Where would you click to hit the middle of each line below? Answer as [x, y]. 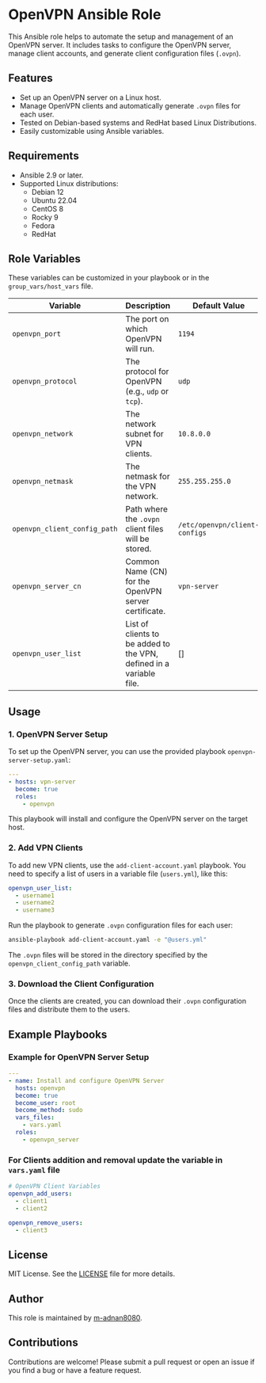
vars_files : [35, 1118]
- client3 [31, 1230]
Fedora [43, 225]
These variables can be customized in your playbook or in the [109, 278]
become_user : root [46, 1103]
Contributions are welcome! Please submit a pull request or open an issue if [131, 1362]
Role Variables [44, 259]
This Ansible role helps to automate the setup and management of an [121, 36]
